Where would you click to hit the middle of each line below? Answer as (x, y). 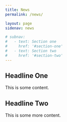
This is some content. (27, 88)
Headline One (27, 76)
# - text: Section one (31, 42)
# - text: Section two (31, 51)
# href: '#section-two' (34, 55)
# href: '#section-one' (34, 46)
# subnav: (15, 37)
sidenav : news (20, 28)
